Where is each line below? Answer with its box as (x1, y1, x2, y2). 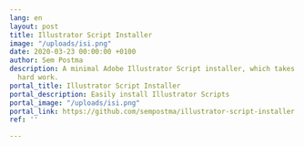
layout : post (9, 22, 59, 31)
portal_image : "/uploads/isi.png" (9, 98, 141, 108)
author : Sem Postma (9, 56, 84, 65)
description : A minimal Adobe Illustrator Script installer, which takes (9, 65, 296, 74)
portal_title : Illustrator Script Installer (9, 81, 181, 90)
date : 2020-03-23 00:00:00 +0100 (9, 47, 137, 57)
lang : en (9, 13, 43, 23)
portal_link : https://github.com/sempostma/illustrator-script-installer (9, 107, 296, 116)
